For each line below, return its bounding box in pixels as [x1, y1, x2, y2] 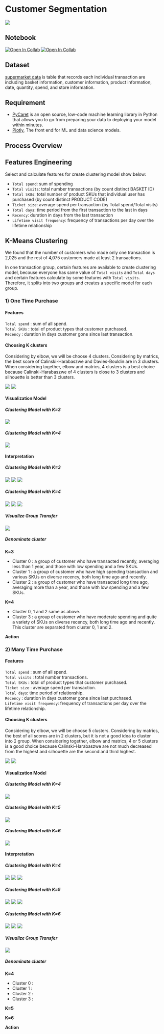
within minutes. [12, 122, 43, 128]
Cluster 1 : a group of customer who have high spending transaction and [12, 569, 158, 574]
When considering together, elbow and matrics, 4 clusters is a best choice [5, 363, 155, 369]
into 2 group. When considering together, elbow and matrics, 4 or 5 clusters [5, 738, 158, 744]
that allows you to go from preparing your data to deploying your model [12, 117, 157, 123]
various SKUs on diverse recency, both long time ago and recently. [12, 573, 147, 580]
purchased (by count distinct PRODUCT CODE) [12, 196, 108, 202]
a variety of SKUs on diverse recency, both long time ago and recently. [12, 619, 155, 625]
